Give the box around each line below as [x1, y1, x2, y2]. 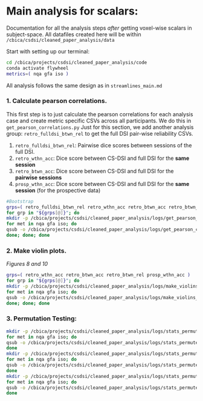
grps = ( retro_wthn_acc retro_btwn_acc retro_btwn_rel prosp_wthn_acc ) [6, 272, 190, 278]
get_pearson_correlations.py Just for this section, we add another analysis [6, 123, 195, 131]
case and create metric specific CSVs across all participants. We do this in [6, 117, 192, 124]
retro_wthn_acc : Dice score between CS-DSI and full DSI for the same [14, 154, 190, 162]
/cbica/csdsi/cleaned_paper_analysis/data [6, 37, 115, 43]
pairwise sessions [14, 174, 62, 181]
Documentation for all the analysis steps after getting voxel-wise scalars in [6, 24, 192, 31]
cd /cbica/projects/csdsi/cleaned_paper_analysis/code [6, 59, 147, 65]
